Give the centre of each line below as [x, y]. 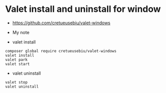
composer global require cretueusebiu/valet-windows [61, 51]
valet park [16, 60]
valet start [17, 64]
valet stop [16, 82]
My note [21, 32]
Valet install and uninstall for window [83, 9]
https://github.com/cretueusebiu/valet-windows [61, 23]
